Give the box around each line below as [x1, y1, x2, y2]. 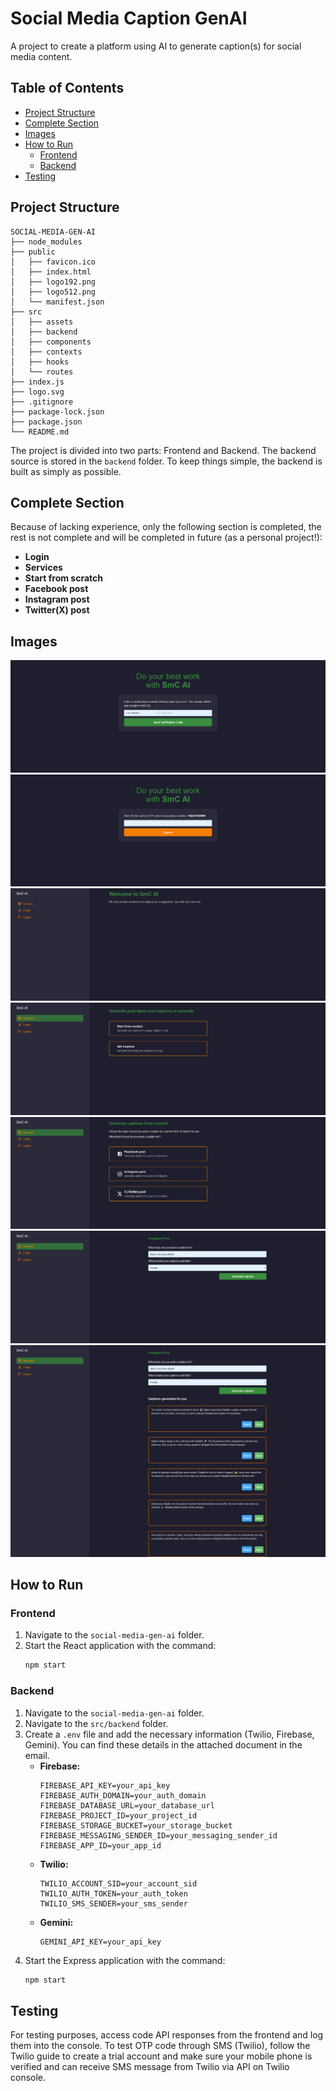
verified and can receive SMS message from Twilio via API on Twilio [10, 2061, 290, 2073]
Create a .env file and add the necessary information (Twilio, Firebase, [24, 1728, 315, 1740]
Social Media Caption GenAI [10, 7, 248, 30]
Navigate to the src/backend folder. [24, 1717, 169, 1729]
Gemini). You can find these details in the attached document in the [24, 1738, 303, 1751]
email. [24, 1749, 50, 1761]
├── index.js [10, 377, 65, 387]
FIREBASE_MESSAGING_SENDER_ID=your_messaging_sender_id [39, 1830, 278, 1841]
